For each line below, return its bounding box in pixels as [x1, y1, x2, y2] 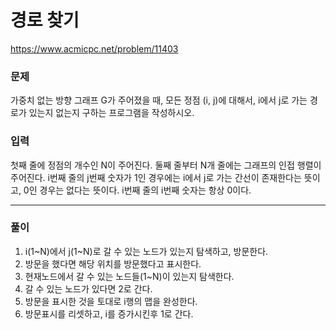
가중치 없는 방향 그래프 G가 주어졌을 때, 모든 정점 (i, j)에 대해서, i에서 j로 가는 [10, 94, 308, 106]
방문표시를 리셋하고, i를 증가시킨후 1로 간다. [24, 307, 194, 320]
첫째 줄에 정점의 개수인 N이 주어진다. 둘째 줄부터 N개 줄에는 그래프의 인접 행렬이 [10, 159, 322, 171]
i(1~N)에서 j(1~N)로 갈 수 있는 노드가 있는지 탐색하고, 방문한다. [24, 245, 269, 257]
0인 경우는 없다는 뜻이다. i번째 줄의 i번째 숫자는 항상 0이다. [23, 184, 252, 196]
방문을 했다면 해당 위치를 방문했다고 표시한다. [24, 257, 202, 270]
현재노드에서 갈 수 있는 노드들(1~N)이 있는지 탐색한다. [24, 270, 235, 282]
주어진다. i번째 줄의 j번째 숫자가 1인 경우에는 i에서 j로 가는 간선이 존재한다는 [10, 171, 302, 183]
